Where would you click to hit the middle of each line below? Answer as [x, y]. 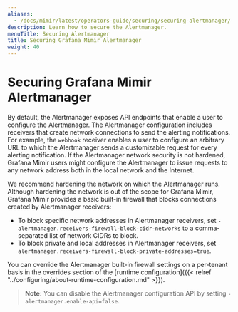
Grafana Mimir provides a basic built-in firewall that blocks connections [112, 199]
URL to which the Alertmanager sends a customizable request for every [112, 147]
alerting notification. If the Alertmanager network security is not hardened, [117, 155]
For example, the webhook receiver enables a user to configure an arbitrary [116, 140]
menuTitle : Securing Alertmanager [59, 34]
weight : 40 [24, 47]
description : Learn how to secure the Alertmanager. [87, 27]
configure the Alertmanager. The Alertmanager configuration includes [110, 125]
